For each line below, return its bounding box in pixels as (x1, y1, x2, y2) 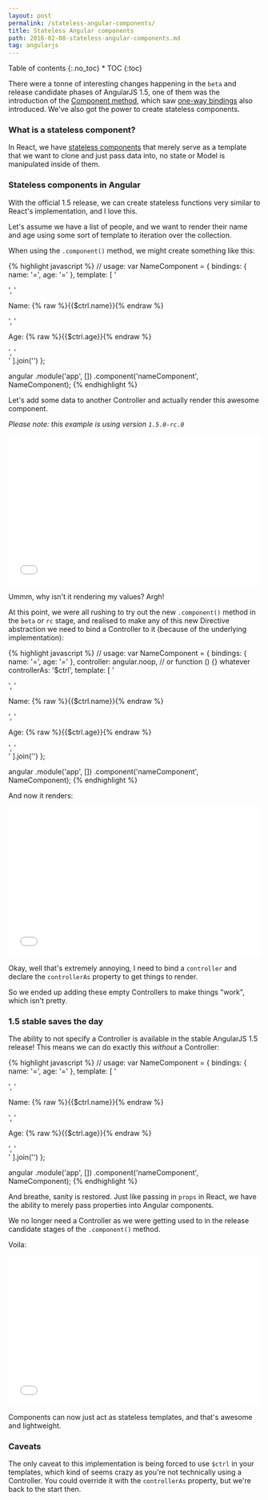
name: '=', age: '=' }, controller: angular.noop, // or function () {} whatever (8, 657, 250, 666)
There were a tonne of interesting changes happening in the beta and (8, 79, 237, 89)
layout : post (8, 11, 52, 20)
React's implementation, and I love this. (8, 206, 138, 216)
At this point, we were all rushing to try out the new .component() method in (8, 607, 256, 617)
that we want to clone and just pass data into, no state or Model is (8, 151, 226, 161)
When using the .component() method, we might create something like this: (8, 246, 255, 255)
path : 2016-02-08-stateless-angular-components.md (8, 34, 181, 42)
